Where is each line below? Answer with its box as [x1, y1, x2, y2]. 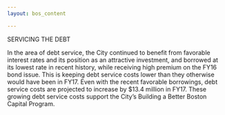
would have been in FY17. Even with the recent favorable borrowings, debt [7, 77, 218, 86]
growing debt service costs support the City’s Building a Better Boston [7, 92, 207, 101]
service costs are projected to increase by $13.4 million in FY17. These [7, 85, 207, 93]
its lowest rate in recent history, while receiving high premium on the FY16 [7, 63, 217, 71]
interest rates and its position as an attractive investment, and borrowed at [7, 56, 219, 64]
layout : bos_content [7, 10, 67, 17]
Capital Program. [7, 99, 55, 107]
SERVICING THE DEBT [7, 35, 71, 43]
